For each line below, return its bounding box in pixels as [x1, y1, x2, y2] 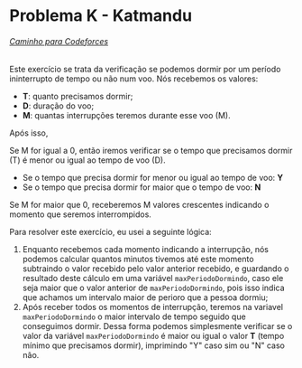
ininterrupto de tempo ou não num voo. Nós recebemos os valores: [9, 73, 259, 84]
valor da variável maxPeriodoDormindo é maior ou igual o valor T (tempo [22, 331, 285, 342]
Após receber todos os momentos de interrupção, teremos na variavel [22, 302, 284, 313]
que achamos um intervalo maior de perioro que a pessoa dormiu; [22, 292, 269, 303]
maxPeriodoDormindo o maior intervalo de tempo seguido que [22, 311, 246, 322]
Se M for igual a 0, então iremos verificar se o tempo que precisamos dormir [9, 146, 293, 156]
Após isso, [9, 127, 49, 138]
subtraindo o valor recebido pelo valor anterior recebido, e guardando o [22, 263, 289, 274]
